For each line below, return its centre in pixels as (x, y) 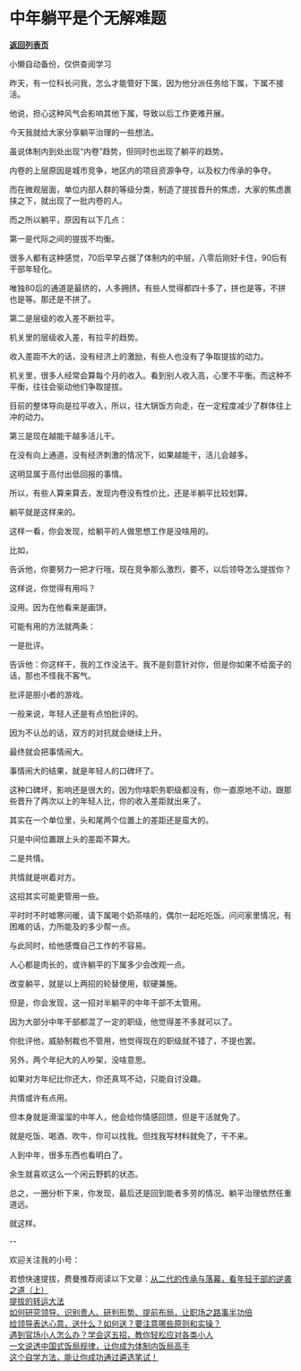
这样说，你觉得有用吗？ (52, 588)
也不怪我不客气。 (64, 675)
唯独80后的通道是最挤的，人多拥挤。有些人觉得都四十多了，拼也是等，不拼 (148, 288)
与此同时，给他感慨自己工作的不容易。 (80, 945)
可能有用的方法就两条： (52, 626)
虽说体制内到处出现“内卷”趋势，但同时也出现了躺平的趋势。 (119, 151)
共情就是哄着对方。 (45, 877)
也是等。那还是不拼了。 (52, 299)
